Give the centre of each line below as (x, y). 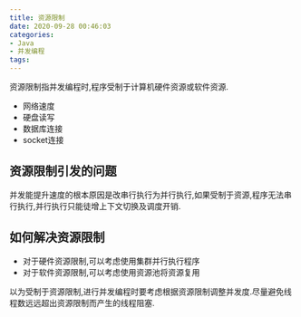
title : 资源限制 (37, 18)
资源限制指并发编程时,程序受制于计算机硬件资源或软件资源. (119, 86)
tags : (19, 60)
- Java (22, 43)
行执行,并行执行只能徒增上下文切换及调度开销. (95, 206)
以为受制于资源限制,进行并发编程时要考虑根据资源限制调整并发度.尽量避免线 (151, 292)
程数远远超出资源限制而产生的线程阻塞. (83, 303)
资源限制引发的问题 (63, 172)
